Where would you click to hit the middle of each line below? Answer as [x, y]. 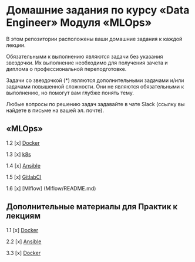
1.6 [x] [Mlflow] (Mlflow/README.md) [51, 188]
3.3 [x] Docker [23, 253]
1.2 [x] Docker [23, 143]
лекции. [16, 45]
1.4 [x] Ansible [23, 165]
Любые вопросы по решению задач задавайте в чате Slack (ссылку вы [95, 104]
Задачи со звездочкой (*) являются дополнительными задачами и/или [95, 80]
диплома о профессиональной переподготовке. [66, 69]
